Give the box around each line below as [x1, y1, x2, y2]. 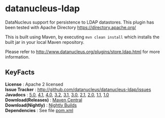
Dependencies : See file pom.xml [5, 107, 74, 113]
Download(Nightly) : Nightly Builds [5, 102, 77, 108]
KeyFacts [5, 68, 35, 77]
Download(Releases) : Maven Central [5, 97, 82, 103]
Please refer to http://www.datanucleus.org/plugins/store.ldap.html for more [5, 49, 160, 55]
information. [5, 54, 30, 59]
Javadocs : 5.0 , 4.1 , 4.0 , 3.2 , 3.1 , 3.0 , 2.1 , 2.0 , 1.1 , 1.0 [5, 91, 110, 97]
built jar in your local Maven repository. [5, 39, 84, 45]
